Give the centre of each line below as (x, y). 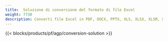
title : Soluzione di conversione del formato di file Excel (70, 10)
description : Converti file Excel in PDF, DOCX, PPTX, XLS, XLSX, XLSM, (82, 19)
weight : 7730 (19, 14)
